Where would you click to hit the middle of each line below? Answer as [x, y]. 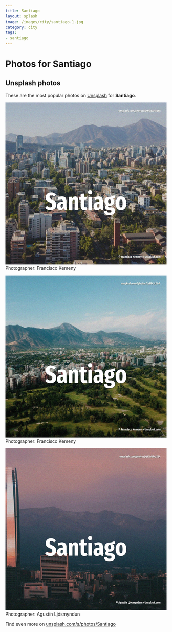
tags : [11, 33]
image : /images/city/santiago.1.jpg [44, 22]
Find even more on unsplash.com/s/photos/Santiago [61, 624]
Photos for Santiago [48, 64]
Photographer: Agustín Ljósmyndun [43, 614]
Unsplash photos [33, 83]
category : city [21, 27]
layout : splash [21, 16]
